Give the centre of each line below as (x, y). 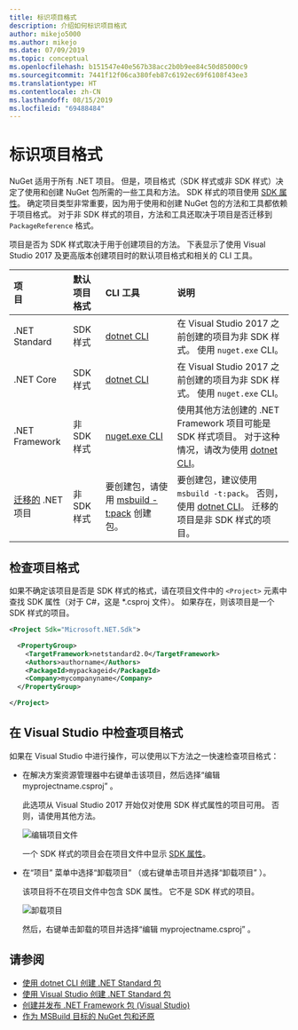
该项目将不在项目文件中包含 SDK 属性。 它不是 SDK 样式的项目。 (141, 891)
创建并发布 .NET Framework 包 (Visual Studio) (106, 1005)
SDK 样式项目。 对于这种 (228, 437)
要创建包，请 (132, 487)
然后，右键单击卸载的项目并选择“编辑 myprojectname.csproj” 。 (138, 929)
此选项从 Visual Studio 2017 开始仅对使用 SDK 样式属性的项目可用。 (146, 804)
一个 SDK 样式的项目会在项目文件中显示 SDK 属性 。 (116, 853)
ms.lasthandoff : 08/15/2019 (61, 100)
